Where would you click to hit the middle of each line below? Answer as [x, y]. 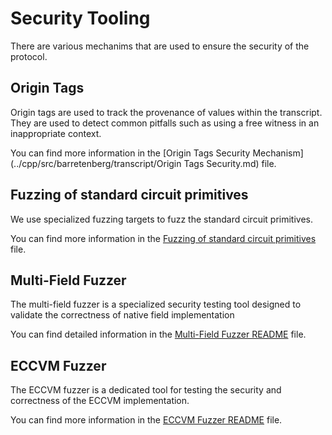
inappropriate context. [56, 133]
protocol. [29, 56]
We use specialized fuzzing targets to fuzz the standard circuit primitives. [162, 219]
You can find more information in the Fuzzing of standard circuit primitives [163, 238]
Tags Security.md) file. [230, 163]
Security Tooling [80, 18]
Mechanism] [278, 153]
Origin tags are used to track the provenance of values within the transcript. [166, 112]
